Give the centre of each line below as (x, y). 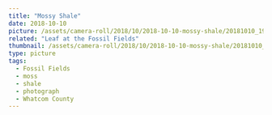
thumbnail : (27, 46)
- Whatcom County (45, 99)
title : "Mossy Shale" (45, 16)
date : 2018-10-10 (38, 23)
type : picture (32, 53)
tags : (17, 62)
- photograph (38, 91)
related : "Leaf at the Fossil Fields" (74, 38)
